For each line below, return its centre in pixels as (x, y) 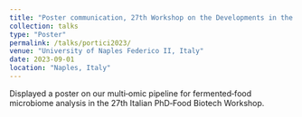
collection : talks (44, 26)
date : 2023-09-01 (42, 59)
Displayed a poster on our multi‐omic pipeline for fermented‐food (131, 93)
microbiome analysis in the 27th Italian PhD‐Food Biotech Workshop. (137, 103)
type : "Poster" (38, 34)
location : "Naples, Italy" (60, 68)
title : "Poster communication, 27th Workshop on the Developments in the (151, 18)
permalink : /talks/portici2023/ (70, 43)
